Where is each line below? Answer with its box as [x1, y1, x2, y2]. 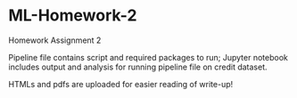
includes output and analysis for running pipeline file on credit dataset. [8, 61, 268, 72]
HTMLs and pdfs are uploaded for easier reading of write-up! [8, 78, 234, 89]
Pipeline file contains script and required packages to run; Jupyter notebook [8, 52, 289, 62]
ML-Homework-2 [8, 5, 137, 26]
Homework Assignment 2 [8, 35, 102, 45]
